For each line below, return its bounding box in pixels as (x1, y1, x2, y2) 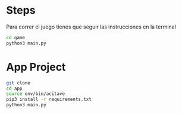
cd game (6, 34, 26, 40)
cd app (6, 85, 23, 91)
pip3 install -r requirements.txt (6, 96, 92, 103)
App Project (6, 60, 66, 74)
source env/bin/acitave (6, 91, 65, 97)
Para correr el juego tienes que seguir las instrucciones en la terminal (6, 23, 177, 30)
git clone (6, 80, 31, 86)
